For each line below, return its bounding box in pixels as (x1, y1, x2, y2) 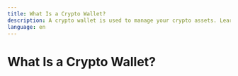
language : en (7, 23, 46, 30)
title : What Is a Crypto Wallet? (7, 10, 106, 18)
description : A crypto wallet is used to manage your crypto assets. (7, 17, 217, 24)
